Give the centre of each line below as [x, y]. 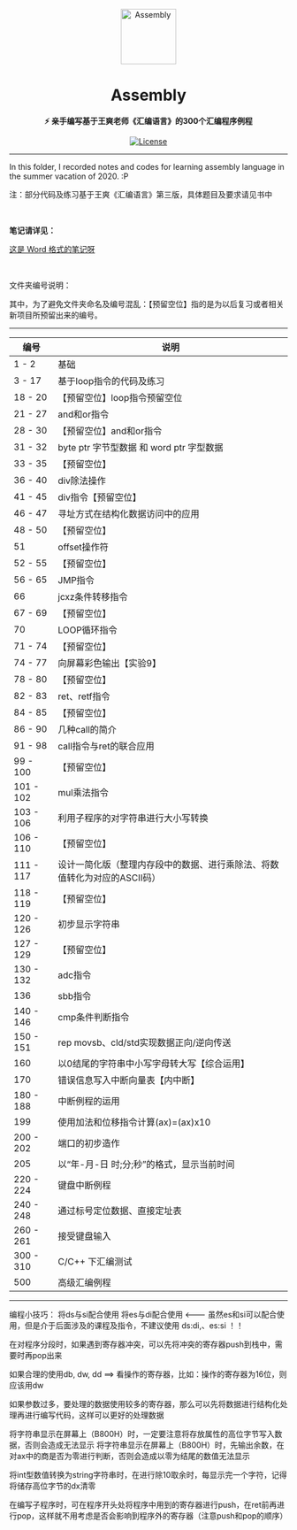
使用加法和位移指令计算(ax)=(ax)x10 [134, 1122]
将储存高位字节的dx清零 [53, 1486]
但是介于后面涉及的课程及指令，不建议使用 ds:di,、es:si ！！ [134, 1325]
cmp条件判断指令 [94, 1017]
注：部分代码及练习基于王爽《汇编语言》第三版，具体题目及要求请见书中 [141, 194]
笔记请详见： [32, 230]
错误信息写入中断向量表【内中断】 [129, 1080]
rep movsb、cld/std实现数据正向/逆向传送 [145, 1042]
